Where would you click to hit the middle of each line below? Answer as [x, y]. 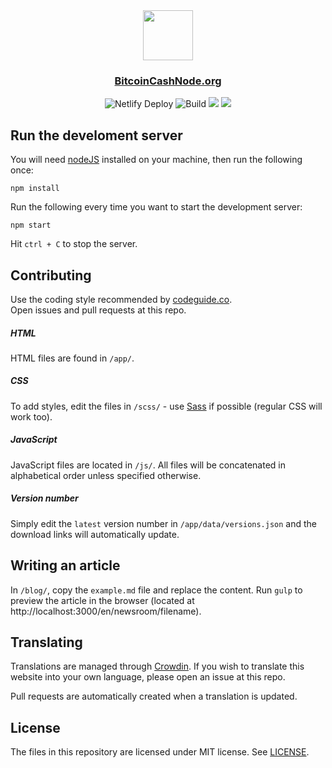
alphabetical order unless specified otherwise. [106, 475]
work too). [31, 416]
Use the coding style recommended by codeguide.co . [121, 299]
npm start [31, 225]
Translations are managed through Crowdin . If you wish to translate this [157, 666]
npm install [35, 189]
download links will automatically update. [95, 534]
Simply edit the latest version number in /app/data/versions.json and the [164, 523]
